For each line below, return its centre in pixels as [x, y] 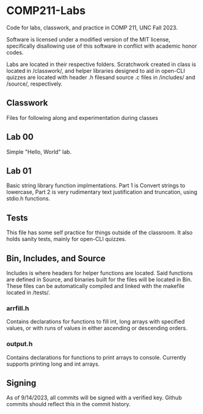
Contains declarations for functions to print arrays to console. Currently [96, 357]
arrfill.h [18, 308]
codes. [15, 52]
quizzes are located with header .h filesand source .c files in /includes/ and [101, 77]
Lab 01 [19, 171]
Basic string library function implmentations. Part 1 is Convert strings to [96, 186]
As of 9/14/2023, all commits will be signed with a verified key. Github [94, 397]
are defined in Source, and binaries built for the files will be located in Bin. [99, 279]
